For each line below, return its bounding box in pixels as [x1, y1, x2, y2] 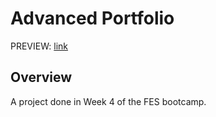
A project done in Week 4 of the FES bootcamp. [10, 95, 207, 107]
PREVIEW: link [10, 40, 69, 52]
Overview [10, 69, 73, 86]
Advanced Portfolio [10, 7, 175, 30]
